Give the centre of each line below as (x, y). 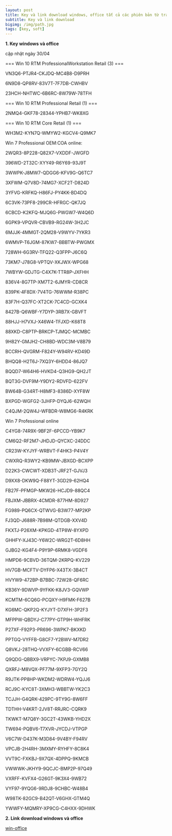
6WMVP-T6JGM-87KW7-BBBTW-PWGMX (50, 242)
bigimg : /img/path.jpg (29, 24)
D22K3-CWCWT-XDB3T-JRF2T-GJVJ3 (47, 471)
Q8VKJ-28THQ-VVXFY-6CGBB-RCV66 (47, 649)
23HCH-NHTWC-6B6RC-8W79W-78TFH (49, 93)
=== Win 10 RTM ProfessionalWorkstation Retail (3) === (64, 64)
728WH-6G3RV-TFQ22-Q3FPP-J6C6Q (46, 252)
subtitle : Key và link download (40, 19)
